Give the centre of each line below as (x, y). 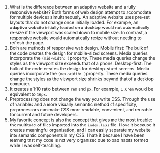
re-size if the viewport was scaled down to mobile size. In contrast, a (78, 33)
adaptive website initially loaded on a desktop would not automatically (80, 28)
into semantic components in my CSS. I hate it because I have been (77, 135)
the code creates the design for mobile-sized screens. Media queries (79, 53)
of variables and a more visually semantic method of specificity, (73, 104)
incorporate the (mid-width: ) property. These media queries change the (82, 58)
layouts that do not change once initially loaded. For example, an (74, 22)
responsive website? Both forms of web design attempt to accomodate (80, 12)
